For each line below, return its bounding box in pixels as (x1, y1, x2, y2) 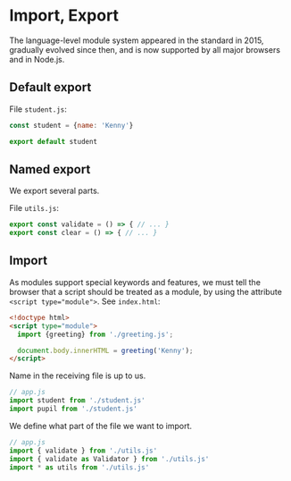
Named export (9, 162, 91, 177)
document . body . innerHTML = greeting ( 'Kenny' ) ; (17, 346, 194, 355)
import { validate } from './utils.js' (9, 446, 158, 455)
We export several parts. (9, 185, 100, 197)
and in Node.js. (9, 54, 65, 64)
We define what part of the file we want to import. (9, 420, 192, 431)
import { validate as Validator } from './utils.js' (9, 454, 210, 463)
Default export (9, 80, 92, 95)
